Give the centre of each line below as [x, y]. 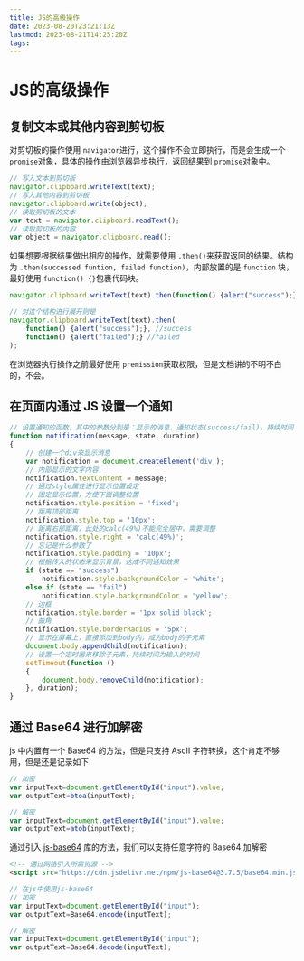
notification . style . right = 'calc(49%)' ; [104, 537]
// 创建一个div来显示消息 [68, 453]
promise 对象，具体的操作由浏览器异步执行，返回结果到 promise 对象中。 [142, 161]
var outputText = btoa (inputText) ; [72, 796]
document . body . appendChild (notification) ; [107, 646]
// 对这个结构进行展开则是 [53, 312]
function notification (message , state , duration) [105, 436]
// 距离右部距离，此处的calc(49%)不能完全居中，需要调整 [121, 528]
